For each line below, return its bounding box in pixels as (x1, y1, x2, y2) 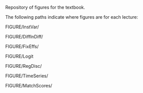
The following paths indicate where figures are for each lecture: (5, 14, 138, 20)
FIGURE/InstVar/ (5, 24, 39, 30)
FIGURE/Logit (5, 53, 34, 59)
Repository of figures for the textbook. (5, 5, 85, 10)
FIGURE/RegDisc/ (5, 63, 42, 69)
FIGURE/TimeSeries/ (5, 73, 48, 79)
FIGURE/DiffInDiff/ (5, 34, 43, 39)
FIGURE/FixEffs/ (5, 43, 39, 50)
